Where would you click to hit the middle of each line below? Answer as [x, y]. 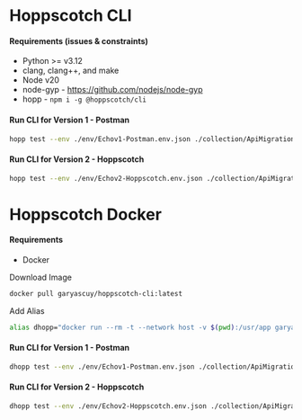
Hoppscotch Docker [85, 214]
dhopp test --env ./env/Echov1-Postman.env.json [102, 366]
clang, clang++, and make [71, 71]
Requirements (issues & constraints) [79, 40]
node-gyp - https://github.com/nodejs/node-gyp [113, 90]
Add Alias [27, 310]
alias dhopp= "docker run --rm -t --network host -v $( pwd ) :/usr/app [140, 327]
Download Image [40, 277]
